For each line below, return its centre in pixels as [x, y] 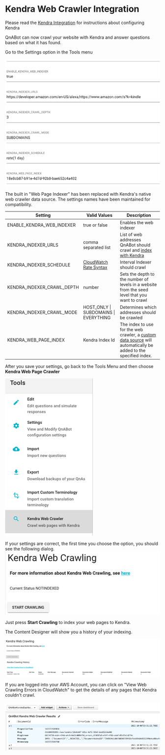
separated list [97, 247]
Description [139, 215]
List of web [131, 234]
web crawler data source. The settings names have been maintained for [78, 199]
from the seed [134, 290]
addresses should [138, 312]
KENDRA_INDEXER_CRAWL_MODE [42, 312]
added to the [133, 350]
